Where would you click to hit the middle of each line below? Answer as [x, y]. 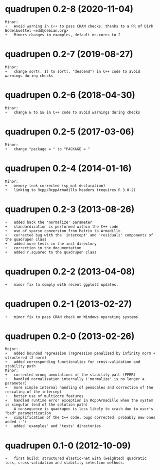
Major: [12, 349]
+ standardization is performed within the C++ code [62, 226]
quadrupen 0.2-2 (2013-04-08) [70, 271]
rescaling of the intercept [34, 392]
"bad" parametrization [28, 413]
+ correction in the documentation [43, 248]
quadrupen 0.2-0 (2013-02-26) [70, 336]
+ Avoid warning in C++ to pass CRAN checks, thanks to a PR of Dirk [79, 26]
